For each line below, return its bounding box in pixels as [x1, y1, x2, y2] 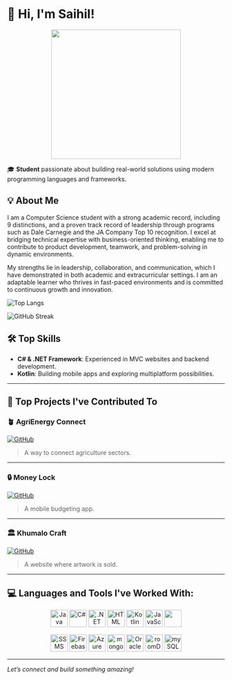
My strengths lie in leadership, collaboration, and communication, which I [7, 263, 215, 271]
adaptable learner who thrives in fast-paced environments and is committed [7, 278, 223, 286]
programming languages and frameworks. [7, 175, 127, 183]
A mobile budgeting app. [23, 504, 95, 513]
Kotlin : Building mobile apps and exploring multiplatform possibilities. [17, 369, 215, 378]
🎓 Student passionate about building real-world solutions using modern [7, 165, 214, 173]
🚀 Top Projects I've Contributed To [7, 396, 157, 407]
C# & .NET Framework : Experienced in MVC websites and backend [17, 355, 209, 363]
